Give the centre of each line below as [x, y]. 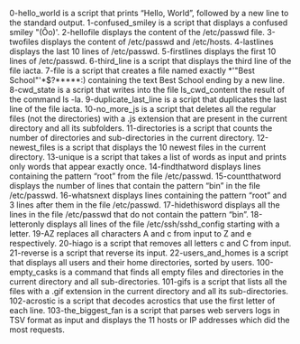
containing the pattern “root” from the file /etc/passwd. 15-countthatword [145, 176]
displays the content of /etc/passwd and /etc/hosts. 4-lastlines [157, 42]
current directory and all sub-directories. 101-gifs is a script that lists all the [148, 282]
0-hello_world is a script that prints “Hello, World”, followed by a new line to [149, 13]
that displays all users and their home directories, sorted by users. [132, 262]
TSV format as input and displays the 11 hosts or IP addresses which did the [150, 320]
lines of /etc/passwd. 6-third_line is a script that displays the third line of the [150, 61]
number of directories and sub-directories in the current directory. [132, 138]
